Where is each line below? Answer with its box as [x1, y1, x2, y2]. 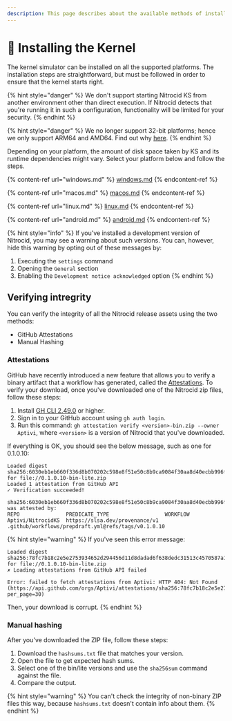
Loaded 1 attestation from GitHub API [7, 480, 119, 487]
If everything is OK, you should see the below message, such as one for [7, 442, 212, 450]
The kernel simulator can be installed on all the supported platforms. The [7, 63, 214, 71]
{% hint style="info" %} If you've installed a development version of [7, 229, 200, 237]
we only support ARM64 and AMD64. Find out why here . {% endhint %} [7, 133, 212, 142]
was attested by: [7, 505, 57, 512]
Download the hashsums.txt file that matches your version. [17, 649, 184, 657]
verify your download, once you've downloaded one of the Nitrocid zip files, [7, 385, 224, 394]
